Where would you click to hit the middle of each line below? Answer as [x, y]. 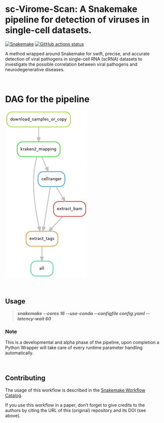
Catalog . [14, 395]
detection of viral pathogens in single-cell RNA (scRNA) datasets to [74, 59]
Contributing [25, 378]
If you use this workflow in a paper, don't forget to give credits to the [75, 405]
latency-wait [31, 319]
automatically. [19, 353]
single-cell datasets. [48, 30]
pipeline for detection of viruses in [77, 20]
